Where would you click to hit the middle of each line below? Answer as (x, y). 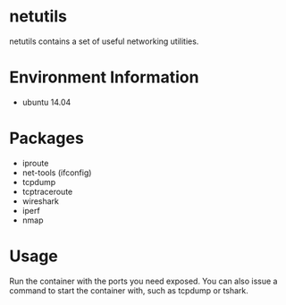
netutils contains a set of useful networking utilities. (104, 41)
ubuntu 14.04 (46, 102)
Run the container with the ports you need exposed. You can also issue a (143, 281)
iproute (35, 163)
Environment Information (104, 77)
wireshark (41, 201)
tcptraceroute (47, 191)
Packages (47, 138)
